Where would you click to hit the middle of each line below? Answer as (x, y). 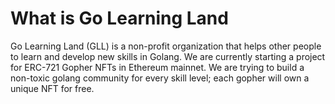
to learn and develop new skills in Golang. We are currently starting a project (168, 56)
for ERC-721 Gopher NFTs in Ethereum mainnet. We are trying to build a (157, 67)
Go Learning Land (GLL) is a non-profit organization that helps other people (166, 46)
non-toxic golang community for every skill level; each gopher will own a (160, 78)
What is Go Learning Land (119, 18)
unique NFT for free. (52, 88)
